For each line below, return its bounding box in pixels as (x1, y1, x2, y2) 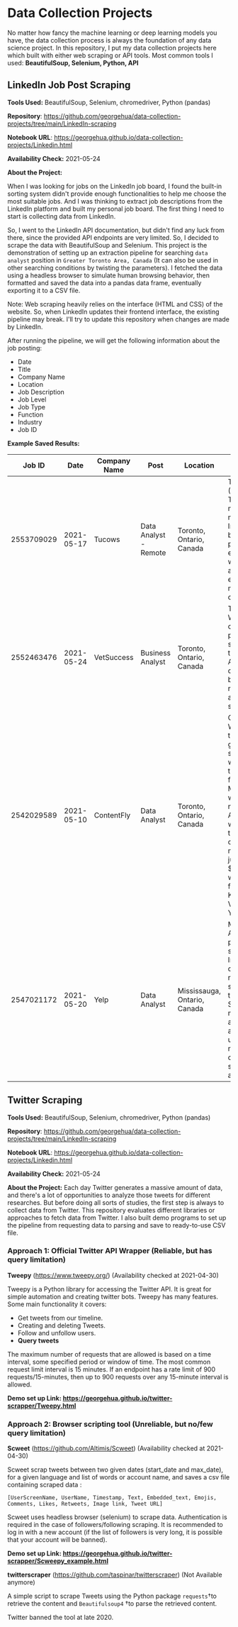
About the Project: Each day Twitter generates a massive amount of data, (7, 1183, 223, 1191)
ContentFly (93, 810, 131, 820)
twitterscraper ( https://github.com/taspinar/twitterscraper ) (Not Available (7, 1570, 222, 1579)
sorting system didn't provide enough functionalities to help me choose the (7, 189, 227, 198)
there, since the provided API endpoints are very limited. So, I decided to (7, 233, 220, 242)
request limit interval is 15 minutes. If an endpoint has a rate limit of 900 (7, 1364, 216, 1374)
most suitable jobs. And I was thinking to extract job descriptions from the (7, 197, 223, 205)
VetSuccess (93, 652, 134, 662)
